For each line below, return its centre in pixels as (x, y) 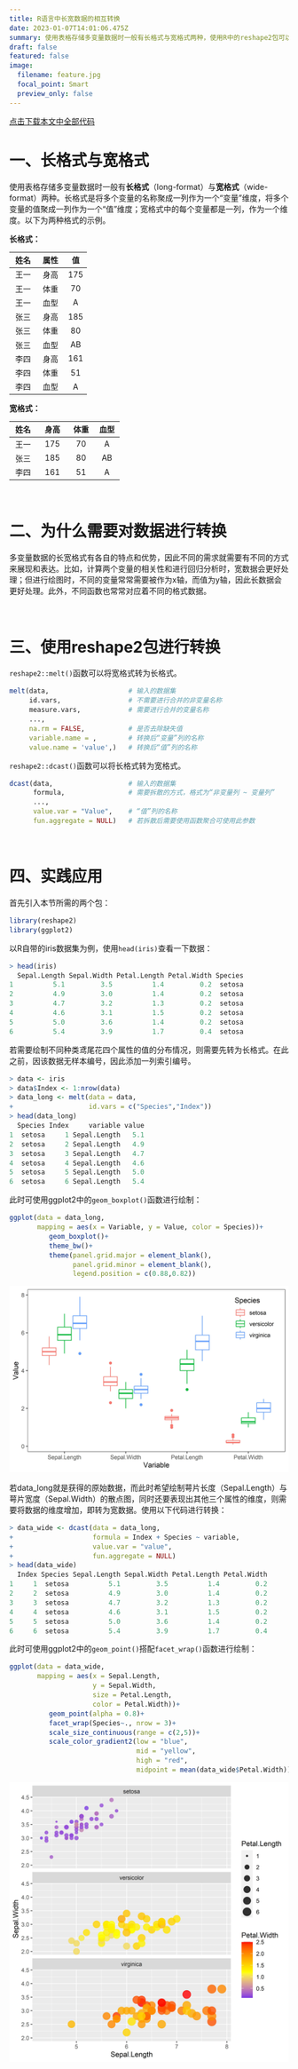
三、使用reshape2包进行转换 (115, 647)
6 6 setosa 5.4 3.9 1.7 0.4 (138, 1631)
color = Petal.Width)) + (136, 1704)
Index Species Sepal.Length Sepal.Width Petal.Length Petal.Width (142, 1575)
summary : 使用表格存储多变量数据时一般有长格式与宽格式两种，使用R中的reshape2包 (144, 37)
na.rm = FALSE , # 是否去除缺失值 (106, 728)
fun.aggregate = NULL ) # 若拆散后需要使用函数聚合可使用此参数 (144, 821)
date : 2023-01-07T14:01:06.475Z (69, 28)
